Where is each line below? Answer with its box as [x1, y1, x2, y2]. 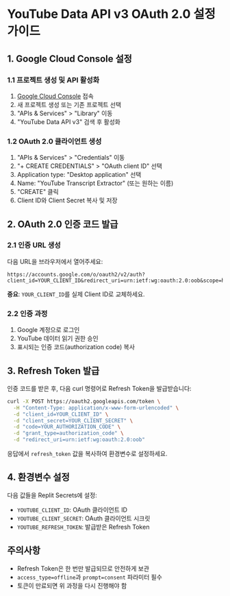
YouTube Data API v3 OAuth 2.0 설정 [7, 6, 216, 22]
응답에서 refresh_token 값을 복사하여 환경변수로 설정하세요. [7, 450, 168, 458]
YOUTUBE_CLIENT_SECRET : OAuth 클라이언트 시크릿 [16, 514, 151, 522]
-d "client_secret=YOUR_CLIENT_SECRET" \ [13, 417, 133, 424]
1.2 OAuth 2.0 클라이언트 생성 [7, 136, 102, 146]
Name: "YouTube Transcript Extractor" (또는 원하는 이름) [16, 179, 174, 187]
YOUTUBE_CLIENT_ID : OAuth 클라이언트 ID [16, 505, 128, 514]
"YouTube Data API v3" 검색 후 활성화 [16, 117, 121, 126]
